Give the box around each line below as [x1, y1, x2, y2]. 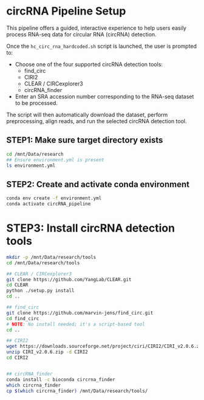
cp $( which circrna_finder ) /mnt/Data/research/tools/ [6, 388, 148, 394]
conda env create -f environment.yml [6, 195, 102, 201]
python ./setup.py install [6, 288, 75, 294]
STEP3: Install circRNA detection [6, 221, 175, 235]
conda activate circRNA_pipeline [6, 201, 91, 207]
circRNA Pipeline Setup [6, 4, 126, 18]
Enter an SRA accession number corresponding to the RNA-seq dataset [15, 93, 194, 100]
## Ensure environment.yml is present [6, 156, 104, 163]
